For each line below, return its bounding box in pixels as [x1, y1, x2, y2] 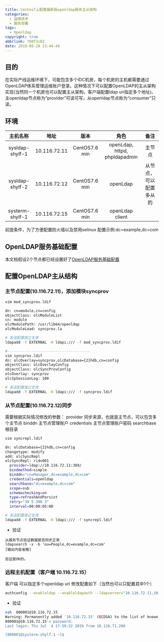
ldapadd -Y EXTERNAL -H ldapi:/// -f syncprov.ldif [5, 389, 112, 394]
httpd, [114, 147, 128, 154]
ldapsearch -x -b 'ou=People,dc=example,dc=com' [5, 542, 106, 547]
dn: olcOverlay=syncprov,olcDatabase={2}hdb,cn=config [5, 358, 119, 363]
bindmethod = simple [9, 468, 47, 473]
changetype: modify [5, 449, 45, 454]
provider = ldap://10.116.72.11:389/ [9, 463, 82, 468]
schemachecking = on [9, 490, 47, 495]
